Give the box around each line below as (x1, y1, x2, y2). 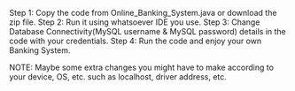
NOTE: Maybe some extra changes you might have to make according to (9, 62, 275, 72)
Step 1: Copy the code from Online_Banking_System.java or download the (9, 8, 277, 18)
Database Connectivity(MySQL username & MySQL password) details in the (9, 27, 286, 36)
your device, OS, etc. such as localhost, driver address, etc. (9, 72, 228, 82)
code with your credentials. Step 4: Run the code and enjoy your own (9, 35, 262, 46)
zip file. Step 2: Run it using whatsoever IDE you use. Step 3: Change (9, 17, 260, 27)
